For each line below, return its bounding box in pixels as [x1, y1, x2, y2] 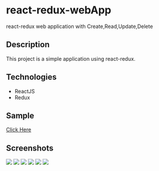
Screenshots [6, 143, 54, 153]
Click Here [6, 126, 32, 133]
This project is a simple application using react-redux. [6, 55, 136, 62]
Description [6, 40, 50, 50]
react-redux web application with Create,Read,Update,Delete [6, 23, 153, 30]
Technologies [6, 72, 57, 82]
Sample [6, 110, 34, 120]
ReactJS [14, 88, 35, 95]
